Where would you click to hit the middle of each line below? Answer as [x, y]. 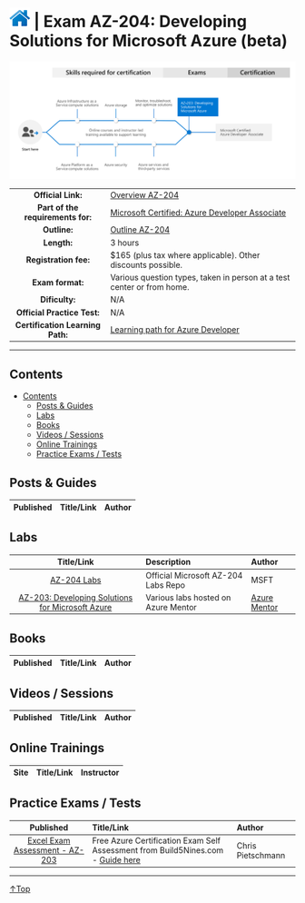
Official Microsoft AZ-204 [194, 575]
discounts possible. [147, 264]
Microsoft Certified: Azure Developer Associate [198, 213]
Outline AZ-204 [140, 230]
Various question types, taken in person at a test [200, 278]
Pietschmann [261, 855]
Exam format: [58, 282]
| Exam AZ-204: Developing [140, 22]
